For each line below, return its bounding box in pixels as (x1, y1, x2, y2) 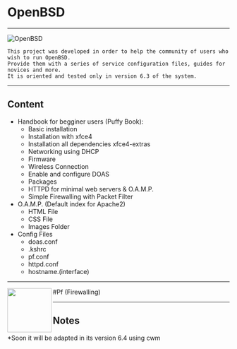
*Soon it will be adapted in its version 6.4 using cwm (7, 333, 161, 342)
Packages (28, 177, 58, 186)
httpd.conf (28, 259, 59, 268)
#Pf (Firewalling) (52, 288, 101, 296)
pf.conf (28, 252, 49, 261)
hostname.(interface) (28, 267, 90, 276)
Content (7, 98, 44, 110)
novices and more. (7, 66, 61, 73)
